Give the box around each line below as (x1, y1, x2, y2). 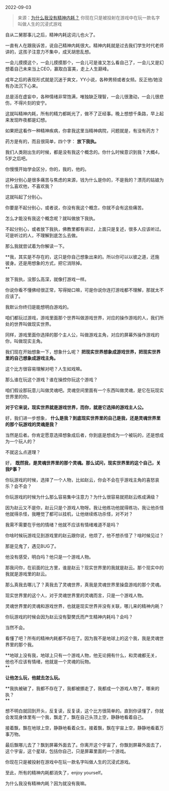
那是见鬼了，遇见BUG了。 (5, 543, 59, 549)
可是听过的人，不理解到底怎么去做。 (5, 232, 80, 238)
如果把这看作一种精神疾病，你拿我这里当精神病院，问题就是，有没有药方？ (5, 128, 159, 133)
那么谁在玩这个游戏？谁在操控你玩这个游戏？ (5, 377, 98, 383)
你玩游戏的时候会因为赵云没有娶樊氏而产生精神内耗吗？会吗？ (5, 614, 133, 620)
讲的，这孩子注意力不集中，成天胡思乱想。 (5, 49, 94, 55)
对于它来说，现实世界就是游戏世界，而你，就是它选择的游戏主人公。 (5, 404, 146, 410)
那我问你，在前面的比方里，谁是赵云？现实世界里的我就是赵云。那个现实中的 (5, 565, 164, 570)
